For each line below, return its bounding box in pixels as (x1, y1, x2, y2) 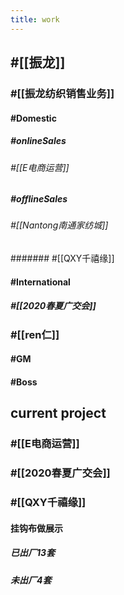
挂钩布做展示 (10, 522, 63, 534)
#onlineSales (10, 135, 67, 147)
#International (10, 276, 71, 288)
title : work (10, 14, 60, 25)
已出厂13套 (10, 547, 56, 559)
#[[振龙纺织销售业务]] (10, 86, 115, 100)
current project (10, 405, 107, 422)
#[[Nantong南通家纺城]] (10, 219, 109, 231)
